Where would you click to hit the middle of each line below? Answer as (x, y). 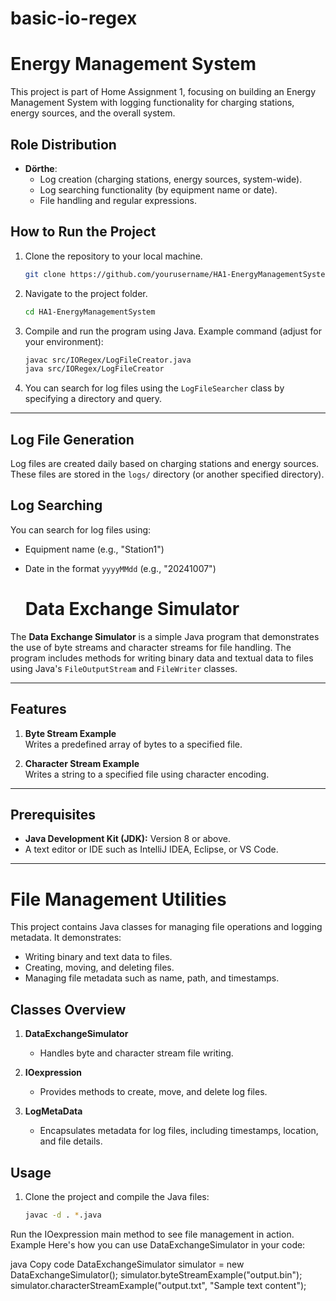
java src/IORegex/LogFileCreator (94, 369)
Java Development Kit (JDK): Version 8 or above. (127, 839)
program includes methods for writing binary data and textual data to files (162, 658)
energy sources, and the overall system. (93, 113)
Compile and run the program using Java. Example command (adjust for (173, 331)
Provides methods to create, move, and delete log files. (153, 1092)
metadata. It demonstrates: (66, 938)
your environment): (64, 341)
